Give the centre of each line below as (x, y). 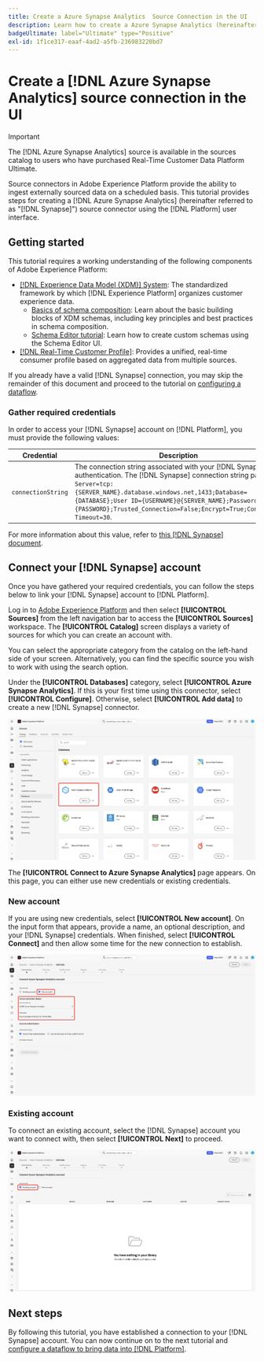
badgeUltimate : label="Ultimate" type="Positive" (91, 33)
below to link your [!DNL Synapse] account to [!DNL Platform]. (109, 595)
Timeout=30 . (93, 517)
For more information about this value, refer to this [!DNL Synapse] (116, 534)
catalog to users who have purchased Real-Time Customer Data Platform (126, 161)
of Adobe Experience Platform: (58, 269)
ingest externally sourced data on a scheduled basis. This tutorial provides (129, 192)
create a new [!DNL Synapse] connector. (74, 708)
